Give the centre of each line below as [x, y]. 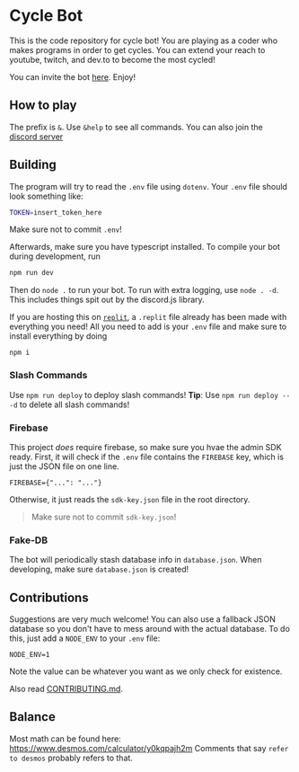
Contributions [49, 597]
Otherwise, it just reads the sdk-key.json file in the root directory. [130, 499]
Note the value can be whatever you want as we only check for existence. [146, 671]
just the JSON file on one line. [64, 466]
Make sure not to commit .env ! [66, 229]
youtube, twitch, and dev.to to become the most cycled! [112, 59]
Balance [32, 717]
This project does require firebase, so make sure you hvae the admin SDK [145, 447]
